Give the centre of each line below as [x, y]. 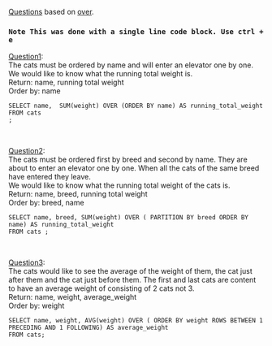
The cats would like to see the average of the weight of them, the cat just [131, 271]
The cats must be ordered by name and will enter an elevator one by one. [131, 65]
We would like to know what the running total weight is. [101, 74]
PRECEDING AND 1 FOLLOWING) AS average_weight [89, 328]
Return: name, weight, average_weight [73, 297]
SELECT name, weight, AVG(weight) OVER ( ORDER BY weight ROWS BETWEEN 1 [136, 321]
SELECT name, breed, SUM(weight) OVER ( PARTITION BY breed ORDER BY [129, 218]
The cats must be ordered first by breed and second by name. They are [128, 160]
